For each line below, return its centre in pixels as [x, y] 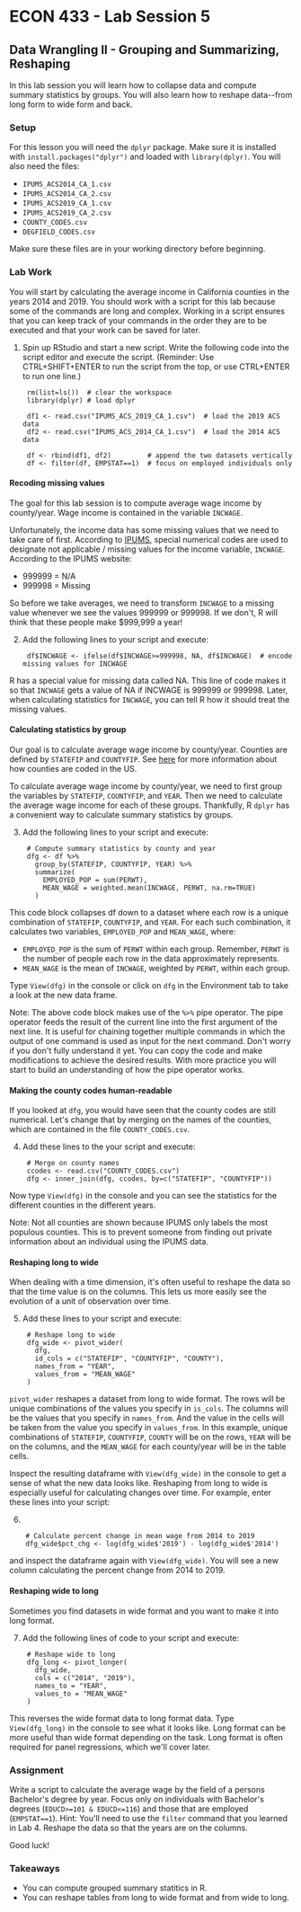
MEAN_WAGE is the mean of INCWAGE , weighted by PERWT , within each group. [156, 968]
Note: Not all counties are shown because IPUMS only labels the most [138, 1223]
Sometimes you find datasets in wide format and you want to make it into [144, 1611]
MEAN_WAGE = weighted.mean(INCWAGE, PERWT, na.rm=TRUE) [150, 888]
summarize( [55, 872]
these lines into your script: [60, 1502]
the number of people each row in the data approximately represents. [151, 958]
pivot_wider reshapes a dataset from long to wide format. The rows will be [147, 1399]
